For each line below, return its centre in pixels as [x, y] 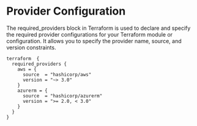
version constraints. [31, 47]
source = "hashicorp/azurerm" [62, 96]
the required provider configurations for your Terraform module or [90, 34]
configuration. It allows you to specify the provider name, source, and [94, 41]
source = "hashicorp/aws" [57, 74]
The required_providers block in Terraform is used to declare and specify [98, 28]
